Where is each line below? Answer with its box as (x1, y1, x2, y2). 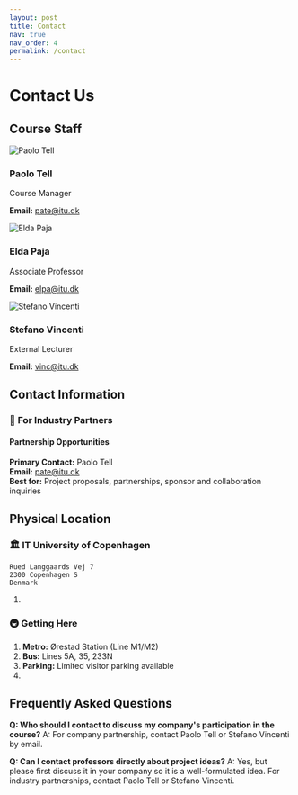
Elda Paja (9, 245, 50, 257)
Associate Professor (9, 266, 84, 276)
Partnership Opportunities (9, 436, 110, 447)
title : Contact (9, 22, 66, 31)
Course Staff (9, 121, 83, 136)
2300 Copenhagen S (9, 571, 78, 580)
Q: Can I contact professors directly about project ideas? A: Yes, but (9, 756, 267, 767)
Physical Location (9, 510, 111, 527)
